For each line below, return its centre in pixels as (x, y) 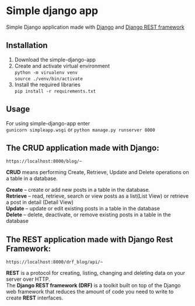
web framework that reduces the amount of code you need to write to (90, 292)
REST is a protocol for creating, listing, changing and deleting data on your (96, 273)
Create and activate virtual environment (62, 66)
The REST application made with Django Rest (90, 239)
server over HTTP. (28, 279)
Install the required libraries (47, 84)
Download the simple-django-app (55, 59)
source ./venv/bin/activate (48, 79)
